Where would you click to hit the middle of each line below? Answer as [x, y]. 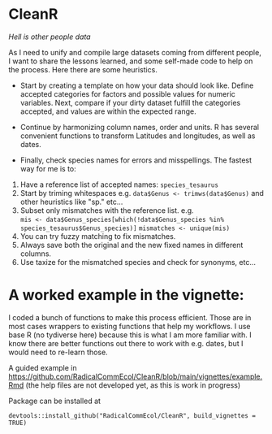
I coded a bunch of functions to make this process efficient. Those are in [130, 317]
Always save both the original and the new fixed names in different [132, 245]
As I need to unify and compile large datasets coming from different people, [135, 52]
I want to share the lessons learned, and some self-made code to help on [131, 61]
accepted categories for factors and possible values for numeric [127, 93]
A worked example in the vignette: [127, 295]
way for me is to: [48, 168]
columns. [35, 254]
